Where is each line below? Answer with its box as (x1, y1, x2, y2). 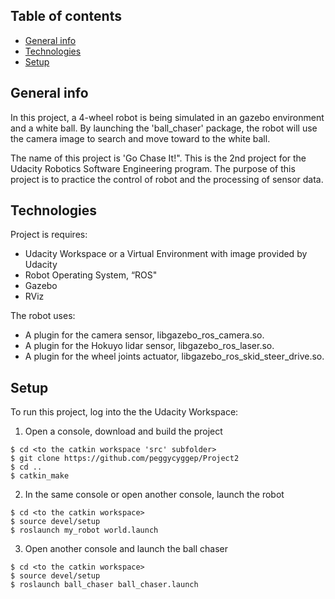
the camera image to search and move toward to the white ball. (10, 132, 271, 144)
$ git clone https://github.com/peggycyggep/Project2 (10, 454, 240, 464)
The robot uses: (10, 310, 76, 322)
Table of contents (10, 8, 122, 25)
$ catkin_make (10, 471, 70, 481)
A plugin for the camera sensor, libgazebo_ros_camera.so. (24, 329, 265, 341)
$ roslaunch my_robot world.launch (10, 525, 159, 536)
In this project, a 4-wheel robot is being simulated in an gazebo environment (10, 111, 325, 123)
